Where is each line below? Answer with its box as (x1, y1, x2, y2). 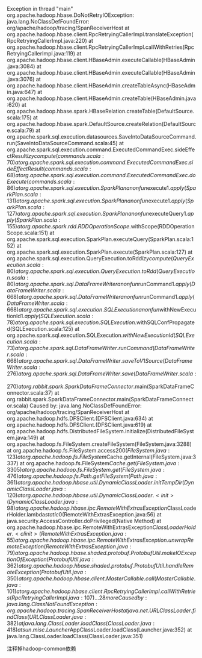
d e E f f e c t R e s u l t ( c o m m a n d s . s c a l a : (7, 165, 91, 172)
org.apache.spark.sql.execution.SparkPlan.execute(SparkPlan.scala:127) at (7, 248, 193, 255)
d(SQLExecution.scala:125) (7, 325, 74, 332)
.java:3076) (7, 75, 35, 83)
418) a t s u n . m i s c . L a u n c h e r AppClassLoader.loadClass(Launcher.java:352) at (7, 626, 192, 633)
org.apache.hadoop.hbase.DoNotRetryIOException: (7, 11, 135, 19)
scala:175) (7, 114, 32, 121)
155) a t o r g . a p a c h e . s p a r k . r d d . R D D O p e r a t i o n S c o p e (7, 223, 130, 230)
